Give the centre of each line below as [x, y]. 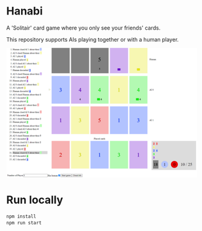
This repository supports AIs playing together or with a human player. [93, 39]
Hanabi [25, 11]
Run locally [35, 200]
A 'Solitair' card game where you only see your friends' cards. [83, 28]
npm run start [24, 223]
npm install [21, 217]
